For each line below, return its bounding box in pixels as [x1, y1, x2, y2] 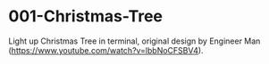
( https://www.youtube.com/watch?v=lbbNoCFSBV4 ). [8, 44, 204, 55]
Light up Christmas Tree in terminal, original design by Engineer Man [8, 36, 261, 46]
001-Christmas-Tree [8, 6, 163, 27]
